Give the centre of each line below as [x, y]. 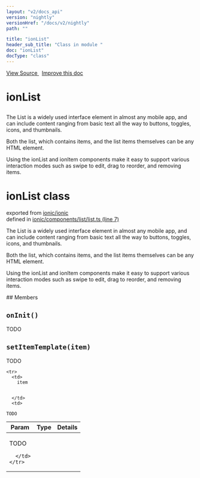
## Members [22, 297]
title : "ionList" [28, 39]
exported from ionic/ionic [37, 212]
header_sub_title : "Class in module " [54, 45]
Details [67, 427]
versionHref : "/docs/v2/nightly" [48, 23]
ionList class [38, 197]
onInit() [22, 316]
